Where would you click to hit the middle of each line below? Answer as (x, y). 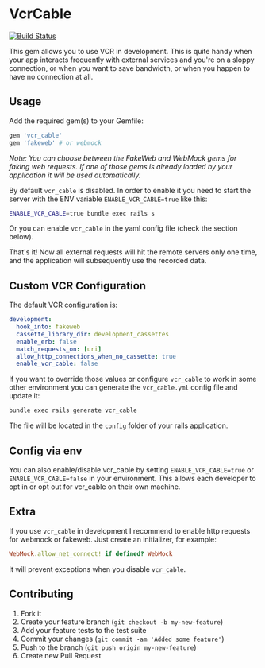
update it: (25, 396)
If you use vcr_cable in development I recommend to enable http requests (130, 530)
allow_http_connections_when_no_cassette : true (96, 356)
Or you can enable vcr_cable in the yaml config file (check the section (123, 228)
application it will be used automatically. (75, 175)
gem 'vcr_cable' (36, 135)
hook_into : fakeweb (48, 327)
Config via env (46, 451)
